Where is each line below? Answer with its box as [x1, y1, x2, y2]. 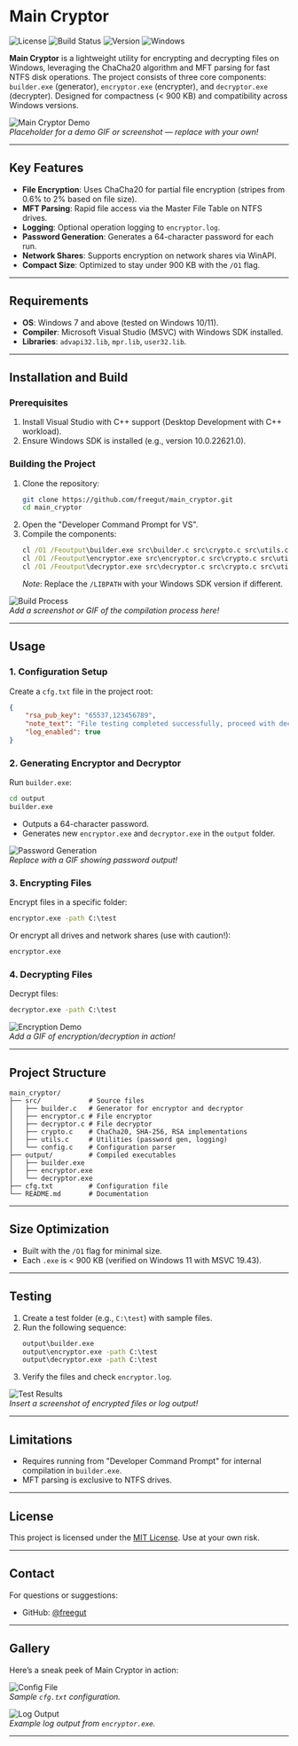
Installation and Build [9, 370, 129, 385]
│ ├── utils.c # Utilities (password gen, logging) [9, 1136, 228, 1144]
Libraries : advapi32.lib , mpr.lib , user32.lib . [21, 335, 187, 347]
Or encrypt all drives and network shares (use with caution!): [9, 930, 231, 941]
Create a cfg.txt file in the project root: [9, 686, 153, 696]
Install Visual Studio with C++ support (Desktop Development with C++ [21, 417, 282, 428]
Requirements [9, 294, 89, 309]
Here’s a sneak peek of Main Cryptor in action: [9, 1664, 179, 1675]
